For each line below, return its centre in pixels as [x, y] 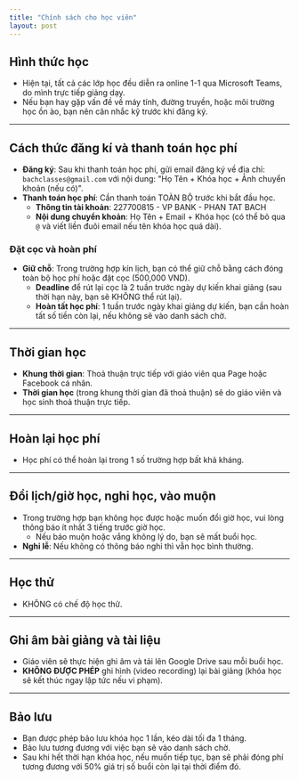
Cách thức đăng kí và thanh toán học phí [123, 148]
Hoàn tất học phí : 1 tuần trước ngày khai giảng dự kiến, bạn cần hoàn [162, 306]
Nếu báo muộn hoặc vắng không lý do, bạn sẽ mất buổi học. [146, 536]
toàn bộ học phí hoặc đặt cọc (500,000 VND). [106, 278]
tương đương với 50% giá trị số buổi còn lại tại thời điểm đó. [132, 767]
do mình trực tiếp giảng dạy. [74, 93]
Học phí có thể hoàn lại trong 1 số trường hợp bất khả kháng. [133, 460]
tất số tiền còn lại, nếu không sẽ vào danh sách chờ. [131, 316]
